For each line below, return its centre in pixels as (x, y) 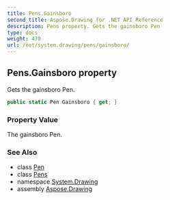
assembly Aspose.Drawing (55, 189)
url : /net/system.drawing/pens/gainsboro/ (68, 45)
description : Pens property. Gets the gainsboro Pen (84, 26)
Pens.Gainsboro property (62, 73)
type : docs (23, 33)
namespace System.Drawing (57, 182)
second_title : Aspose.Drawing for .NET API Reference (85, 20)
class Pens (32, 175)
